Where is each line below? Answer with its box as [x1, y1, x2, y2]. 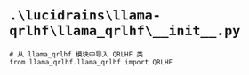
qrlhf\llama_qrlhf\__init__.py [9, 23, 241, 40]
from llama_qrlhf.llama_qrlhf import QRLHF [9, 57, 173, 66]
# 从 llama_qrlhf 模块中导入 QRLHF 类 [9, 49, 144, 59]
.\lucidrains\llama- [9, 7, 162, 24]
